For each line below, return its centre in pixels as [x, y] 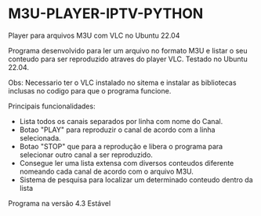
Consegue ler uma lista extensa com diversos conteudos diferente [127, 163]
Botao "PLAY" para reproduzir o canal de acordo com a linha [117, 130]
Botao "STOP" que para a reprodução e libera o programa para [121, 146]
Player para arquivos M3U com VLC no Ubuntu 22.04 [94, 35]
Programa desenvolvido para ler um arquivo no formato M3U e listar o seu [128, 50]
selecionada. [40, 137]
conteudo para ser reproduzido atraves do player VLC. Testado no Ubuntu [128, 59]
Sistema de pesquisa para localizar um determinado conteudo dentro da [136, 179]
